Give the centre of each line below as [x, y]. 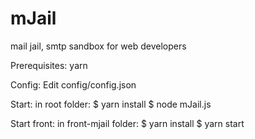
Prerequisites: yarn [49, 65]
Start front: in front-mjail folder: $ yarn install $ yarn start [127, 123]
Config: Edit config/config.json [73, 84]
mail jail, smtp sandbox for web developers [98, 46]
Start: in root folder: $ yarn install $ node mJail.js [111, 104]
